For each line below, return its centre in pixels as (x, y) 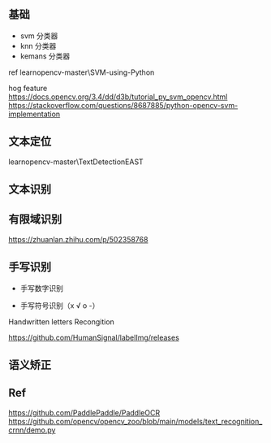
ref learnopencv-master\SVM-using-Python (82, 72)
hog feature (28, 88)
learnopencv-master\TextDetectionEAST (76, 162)
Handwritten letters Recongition (62, 321)
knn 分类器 (38, 46)
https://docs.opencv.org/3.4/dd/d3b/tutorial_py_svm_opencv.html (118, 97)
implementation (34, 114)
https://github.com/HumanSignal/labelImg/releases (94, 337)
